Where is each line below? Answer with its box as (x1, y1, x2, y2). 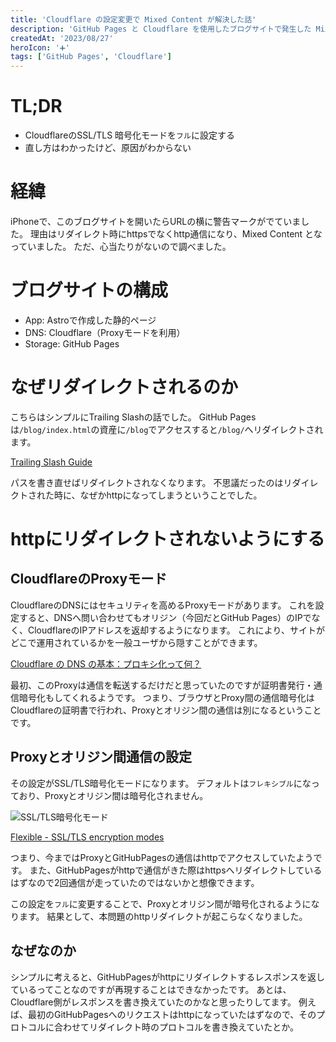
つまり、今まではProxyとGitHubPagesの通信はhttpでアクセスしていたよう (10, 851, 314, 863)
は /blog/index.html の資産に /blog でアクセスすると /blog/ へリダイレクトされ (10, 423, 324, 435)
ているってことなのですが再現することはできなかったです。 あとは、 (10, 983, 292, 995)
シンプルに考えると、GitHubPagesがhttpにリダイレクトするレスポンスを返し (10, 971, 325, 983)
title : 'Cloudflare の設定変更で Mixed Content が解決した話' (10, 14, 257, 25)
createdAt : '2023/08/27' (10, 33, 114, 43)
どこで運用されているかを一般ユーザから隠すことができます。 (10, 636, 263, 648)
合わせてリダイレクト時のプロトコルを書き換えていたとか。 (53, 1021, 300, 1033)
